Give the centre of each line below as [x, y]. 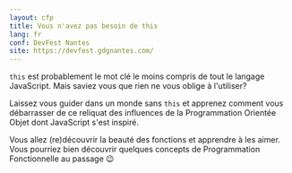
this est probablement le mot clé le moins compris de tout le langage [137, 76]
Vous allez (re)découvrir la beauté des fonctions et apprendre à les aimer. [145, 140]
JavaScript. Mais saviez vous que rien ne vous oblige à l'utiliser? [128, 86]
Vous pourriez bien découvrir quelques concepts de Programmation [135, 150]
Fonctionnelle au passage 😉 [62, 159]
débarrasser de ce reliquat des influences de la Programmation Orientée [143, 113]
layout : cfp [31, 17]
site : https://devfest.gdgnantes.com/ [82, 51]
